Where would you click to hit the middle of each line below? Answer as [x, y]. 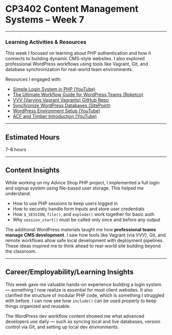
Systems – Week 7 [45, 20]
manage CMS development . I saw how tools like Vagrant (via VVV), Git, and [86, 235]
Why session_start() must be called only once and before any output [87, 220]
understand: [18, 193]
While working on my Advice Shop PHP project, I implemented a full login [82, 182]
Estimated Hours [33, 137]
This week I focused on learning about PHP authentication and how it [78, 53]
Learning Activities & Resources [46, 42]
